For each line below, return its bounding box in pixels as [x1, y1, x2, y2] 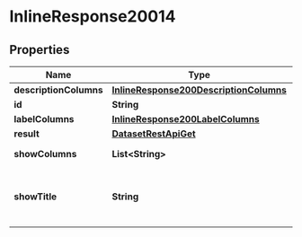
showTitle [13, 190, 58, 203]
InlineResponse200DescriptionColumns [111, 83, 288, 96]
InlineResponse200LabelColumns [111, 113, 260, 125]
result [13, 127, 40, 140]
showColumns [13, 148, 77, 160]
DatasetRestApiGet [111, 127, 196, 140]
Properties [9, 42, 70, 57]
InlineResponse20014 [9, 6, 177, 27]
